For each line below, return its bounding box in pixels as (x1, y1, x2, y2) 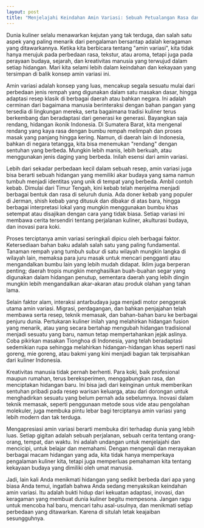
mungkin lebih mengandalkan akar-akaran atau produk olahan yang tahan (6, 280, 191, 287)
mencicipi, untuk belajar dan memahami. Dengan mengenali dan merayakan (6, 445, 196, 452)
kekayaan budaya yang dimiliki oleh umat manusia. (6, 464, 134, 471)
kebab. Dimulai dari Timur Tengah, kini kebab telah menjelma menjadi (6, 184, 180, 192)
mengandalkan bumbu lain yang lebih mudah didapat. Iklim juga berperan (6, 260, 190, 268)
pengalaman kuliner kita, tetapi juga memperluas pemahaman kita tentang (6, 457, 191, 465)
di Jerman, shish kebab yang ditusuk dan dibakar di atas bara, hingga (6, 197, 180, 204)
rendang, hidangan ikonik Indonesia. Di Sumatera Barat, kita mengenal (6, 120, 182, 128)
